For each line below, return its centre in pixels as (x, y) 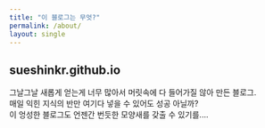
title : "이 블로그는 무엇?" (55, 17)
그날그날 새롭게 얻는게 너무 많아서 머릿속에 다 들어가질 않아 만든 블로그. (133, 92)
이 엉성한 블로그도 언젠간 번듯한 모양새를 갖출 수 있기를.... (109, 115)
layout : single (37, 34)
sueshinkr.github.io (65, 70)
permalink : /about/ (46, 26)
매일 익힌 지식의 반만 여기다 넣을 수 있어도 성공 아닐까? (104, 104)
